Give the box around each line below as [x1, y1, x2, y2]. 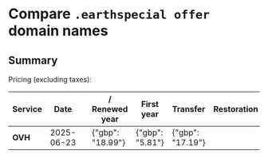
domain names [8, 22, 108, 40]
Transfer [171, 104, 206, 114]
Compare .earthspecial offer [8, 5, 210, 23]
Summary [8, 53, 58, 67]
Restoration [213, 104, 259, 114]
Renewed [91, 104, 128, 114]
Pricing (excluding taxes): [8, 75, 93, 84]
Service [12, 104, 42, 114]
